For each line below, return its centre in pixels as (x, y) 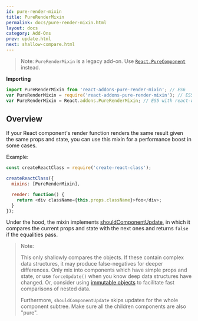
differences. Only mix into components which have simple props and (104, 270)
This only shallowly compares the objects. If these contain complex (102, 257)
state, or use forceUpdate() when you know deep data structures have (106, 276)
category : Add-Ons (29, 34)
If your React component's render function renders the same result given (95, 133)
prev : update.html (29, 39)
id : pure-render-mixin (34, 11)
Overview (24, 119)
